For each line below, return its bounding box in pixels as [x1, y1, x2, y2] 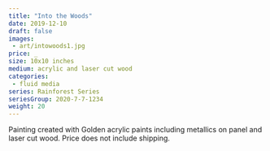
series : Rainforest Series [8, 87, 100, 96]
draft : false [8, 27, 53, 35]
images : [8, 34, 35, 43]
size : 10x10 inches [8, 58, 75, 66]
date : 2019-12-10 [8, 19, 67, 28]
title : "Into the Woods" [8, 11, 93, 20]
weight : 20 [8, 102, 46, 110]
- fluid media [11, 80, 60, 88]
